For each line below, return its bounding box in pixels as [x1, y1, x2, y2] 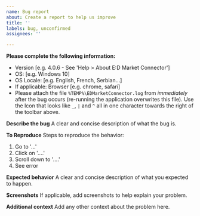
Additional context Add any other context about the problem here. [6, 203, 170, 211]
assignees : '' [6, 31, 42, 37]
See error [14, 162, 39, 169]
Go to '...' [14, 143, 37, 150]
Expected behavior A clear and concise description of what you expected [6, 174, 189, 181]
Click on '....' [14, 150, 45, 157]
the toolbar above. [14, 109, 60, 116]
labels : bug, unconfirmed [6, 25, 70, 32]
